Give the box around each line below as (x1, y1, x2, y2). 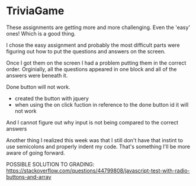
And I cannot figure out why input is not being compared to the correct (6, 118, 179, 126)
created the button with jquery (14, 95, 89, 102)
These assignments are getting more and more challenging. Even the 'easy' (6, 24, 191, 31)
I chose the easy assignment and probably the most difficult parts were (6, 41, 180, 49)
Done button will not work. (6, 83, 70, 90)
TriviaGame (6, 4, 65, 18)
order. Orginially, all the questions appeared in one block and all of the (6, 65, 177, 72)
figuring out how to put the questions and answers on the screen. (6, 47, 166, 54)
